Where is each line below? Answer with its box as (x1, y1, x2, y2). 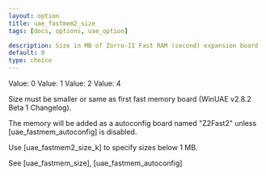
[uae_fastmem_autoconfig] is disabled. (8, 127, 137, 136)
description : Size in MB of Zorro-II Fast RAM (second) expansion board (8, 41, 259, 49)
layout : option (8, 11, 60, 20)
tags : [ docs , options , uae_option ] (8, 27, 129, 35)
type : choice (8, 57, 53, 65)
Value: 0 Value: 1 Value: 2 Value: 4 (8, 78, 121, 88)
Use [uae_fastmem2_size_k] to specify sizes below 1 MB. (8, 143, 198, 152)
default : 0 (8, 49, 45, 57)
